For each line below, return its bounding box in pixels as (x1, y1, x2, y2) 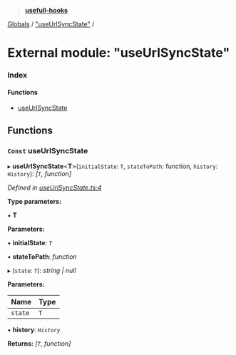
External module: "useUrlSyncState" (7, 45, 230, 61)
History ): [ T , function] (7, 170, 72, 177)
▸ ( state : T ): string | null (7, 267, 76, 274)
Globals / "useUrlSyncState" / (7, 20, 95, 28)
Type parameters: (7, 197, 62, 205)
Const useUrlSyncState (7, 145, 88, 155)
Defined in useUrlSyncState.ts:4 (7, 183, 102, 192)
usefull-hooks (24, 6, 68, 14)
